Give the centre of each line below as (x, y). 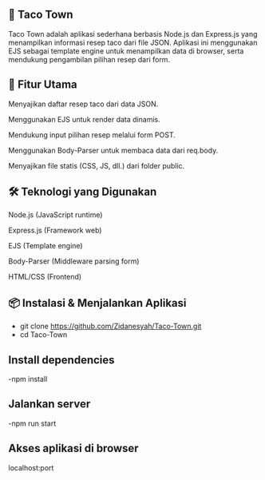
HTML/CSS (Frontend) (45, 277)
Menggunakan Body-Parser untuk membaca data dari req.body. (113, 150)
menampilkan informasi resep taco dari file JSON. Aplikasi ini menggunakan (133, 42)
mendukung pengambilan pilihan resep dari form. (89, 59)
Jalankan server (49, 404)
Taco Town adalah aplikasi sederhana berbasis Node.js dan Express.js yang (133, 34)
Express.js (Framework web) (55, 230)
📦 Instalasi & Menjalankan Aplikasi (97, 303)
